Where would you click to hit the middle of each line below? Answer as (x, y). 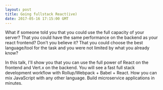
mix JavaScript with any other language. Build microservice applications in (80, 78)
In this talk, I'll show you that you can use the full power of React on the (77, 63)
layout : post (18, 9)
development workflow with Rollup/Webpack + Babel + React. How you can (81, 73)
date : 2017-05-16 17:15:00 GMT (37, 18)
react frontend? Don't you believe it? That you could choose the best (74, 43)
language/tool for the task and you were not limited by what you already (77, 48)
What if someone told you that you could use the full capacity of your (75, 33)
